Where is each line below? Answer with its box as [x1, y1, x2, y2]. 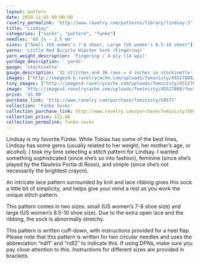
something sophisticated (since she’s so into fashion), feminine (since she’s [6, 155, 191, 162]
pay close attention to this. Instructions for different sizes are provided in [6, 246, 185, 253]
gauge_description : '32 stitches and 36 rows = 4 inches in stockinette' [6, 70, 193, 76]
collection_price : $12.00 [6, 114, 70, 120]
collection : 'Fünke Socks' [6, 102, 73, 109]
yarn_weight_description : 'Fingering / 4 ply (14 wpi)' [6, 53, 148, 59]
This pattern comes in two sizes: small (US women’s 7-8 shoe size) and [6, 203, 182, 210]
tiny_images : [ [6, 81, 44, 87]
